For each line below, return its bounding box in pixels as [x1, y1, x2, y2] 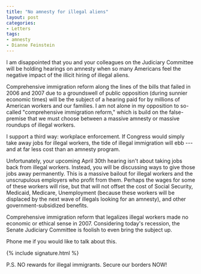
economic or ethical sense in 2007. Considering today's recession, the [6, 219, 180, 227]
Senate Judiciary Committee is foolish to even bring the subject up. [6, 226, 173, 233]
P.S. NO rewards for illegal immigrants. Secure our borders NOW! [6, 261, 167, 268]
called [6, 109, 22, 116]
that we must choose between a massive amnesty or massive [27, 115, 180, 122]
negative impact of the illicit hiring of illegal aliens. [6, 71, 130, 79]
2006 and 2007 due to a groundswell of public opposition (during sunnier [6, 89, 188, 97]
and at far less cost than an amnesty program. [6, 145, 121, 153]
